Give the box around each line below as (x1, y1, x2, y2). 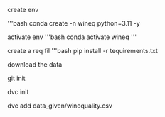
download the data (7, 60, 63, 69)
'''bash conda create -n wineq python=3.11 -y (7, 19, 140, 27)
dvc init (7, 88, 29, 96)
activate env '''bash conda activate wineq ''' (7, 33, 137, 41)
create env (7, 6, 39, 13)
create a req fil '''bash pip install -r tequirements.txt (7, 47, 159, 55)
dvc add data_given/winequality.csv (7, 101, 112, 110)
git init (7, 74, 26, 82)
